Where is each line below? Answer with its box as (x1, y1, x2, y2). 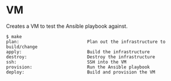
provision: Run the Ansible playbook (6, 64, 150, 70)
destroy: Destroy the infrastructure (6, 54, 156, 60)
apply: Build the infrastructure (6, 49, 150, 55)
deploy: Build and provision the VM (6, 69, 156, 75)
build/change (6, 44, 38, 50)
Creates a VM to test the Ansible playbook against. (6, 23, 128, 30)
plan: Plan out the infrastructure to (6, 39, 166, 45)
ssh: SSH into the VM (6, 59, 127, 65)
